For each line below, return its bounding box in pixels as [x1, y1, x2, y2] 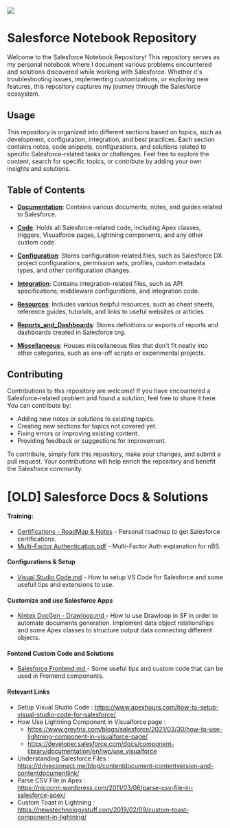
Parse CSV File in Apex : [16, 776, 86, 785]
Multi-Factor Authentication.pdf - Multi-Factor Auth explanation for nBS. [16, 541, 221, 550]
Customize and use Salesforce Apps [7, 596, 113, 604]
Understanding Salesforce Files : [16, 754, 110, 763]
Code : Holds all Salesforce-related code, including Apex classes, [16, 223, 201, 231]
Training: [7, 512, 34, 520]
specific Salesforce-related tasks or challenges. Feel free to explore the [7, 149, 209, 158]
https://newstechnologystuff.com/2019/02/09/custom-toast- [16, 805, 189, 814]
